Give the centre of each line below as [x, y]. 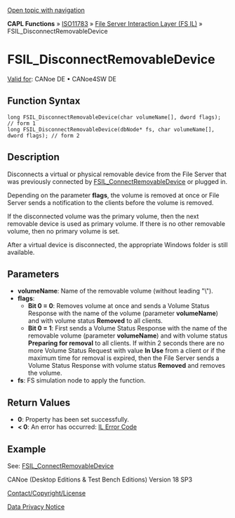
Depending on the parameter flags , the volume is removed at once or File [113, 195]
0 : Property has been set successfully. [73, 420]
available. [21, 252]
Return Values [39, 403]
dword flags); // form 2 [43, 135]
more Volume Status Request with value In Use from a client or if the [127, 351]
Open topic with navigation [46, 10]
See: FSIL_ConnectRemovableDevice [61, 466]
